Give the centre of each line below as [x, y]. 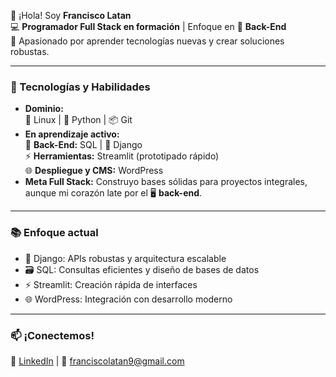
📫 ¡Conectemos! [52, 335]
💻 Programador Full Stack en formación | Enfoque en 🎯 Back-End [148, 26]
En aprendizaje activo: [72, 134]
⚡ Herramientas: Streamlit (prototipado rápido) [122, 156]
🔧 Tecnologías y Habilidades [80, 87]
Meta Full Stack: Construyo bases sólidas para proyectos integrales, [166, 182]
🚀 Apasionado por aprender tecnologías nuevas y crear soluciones [147, 41]
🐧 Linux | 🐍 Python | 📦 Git [78, 120]
